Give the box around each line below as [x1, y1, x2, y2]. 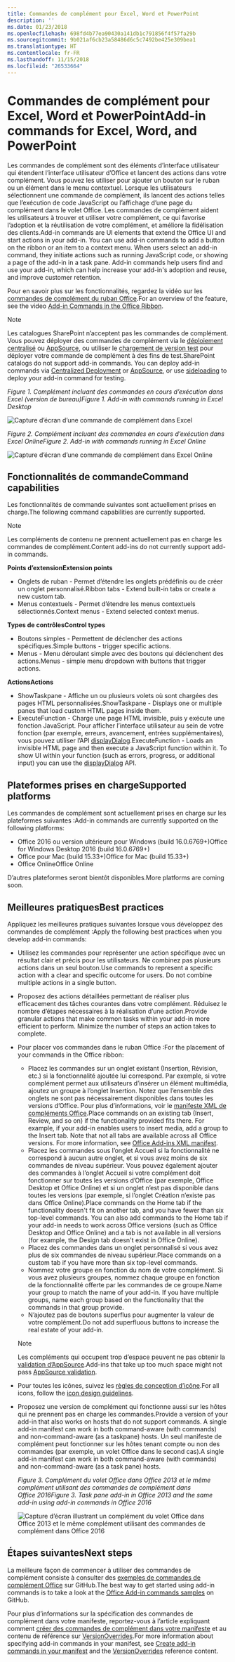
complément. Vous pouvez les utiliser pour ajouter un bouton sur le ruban [7, 176, 220, 184]
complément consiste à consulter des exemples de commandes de [7, 1573, 201, 1582]
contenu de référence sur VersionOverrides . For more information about [7, 1632, 214, 1640]
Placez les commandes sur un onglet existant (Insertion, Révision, [27, 1064, 218, 1072]
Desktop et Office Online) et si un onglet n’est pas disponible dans [27, 1184, 220, 1192]
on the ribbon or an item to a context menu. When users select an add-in [7, 243, 217, 252]
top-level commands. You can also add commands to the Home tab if [27, 1213, 229, 1222]
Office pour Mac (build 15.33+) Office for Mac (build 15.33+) [17, 852, 189, 861]
